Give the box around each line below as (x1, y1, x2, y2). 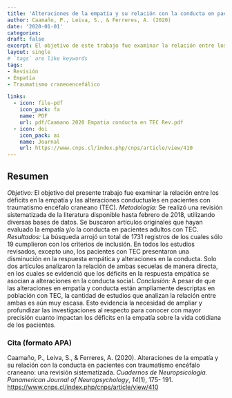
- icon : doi (13, 125, 48, 132)
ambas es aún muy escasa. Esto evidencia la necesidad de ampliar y (7, 298, 202, 307)
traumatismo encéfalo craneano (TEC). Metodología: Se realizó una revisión (7, 203, 223, 211)
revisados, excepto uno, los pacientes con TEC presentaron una (7, 247, 190, 256)
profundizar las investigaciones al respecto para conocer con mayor (7, 305, 202, 314)
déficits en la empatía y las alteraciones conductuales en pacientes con (7, 196, 211, 204)
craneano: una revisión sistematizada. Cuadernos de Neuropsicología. (7, 368, 208, 377)
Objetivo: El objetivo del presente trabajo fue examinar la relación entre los (7, 188, 219, 197)
